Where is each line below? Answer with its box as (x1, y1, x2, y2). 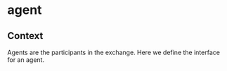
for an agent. (7, 56, 44, 64)
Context (7, 30, 44, 42)
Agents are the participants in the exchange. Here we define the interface (7, 48, 220, 56)
